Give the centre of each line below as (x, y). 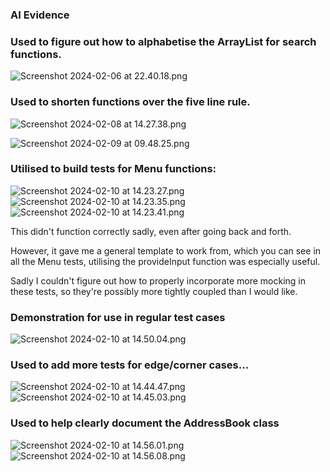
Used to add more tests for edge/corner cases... (130, 365)
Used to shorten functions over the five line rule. (130, 102)
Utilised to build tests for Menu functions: (113, 169)
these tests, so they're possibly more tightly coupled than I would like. (154, 291)
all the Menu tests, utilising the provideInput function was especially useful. (165, 261)
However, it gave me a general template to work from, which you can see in (166, 250)
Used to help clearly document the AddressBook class (145, 423)
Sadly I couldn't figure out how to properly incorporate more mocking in (158, 280)
